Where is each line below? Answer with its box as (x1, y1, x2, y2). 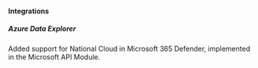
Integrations (8, 6, 50, 16)
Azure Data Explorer (8, 24, 76, 34)
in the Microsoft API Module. (8, 52, 101, 62)
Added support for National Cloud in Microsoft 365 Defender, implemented (8, 44, 250, 53)
